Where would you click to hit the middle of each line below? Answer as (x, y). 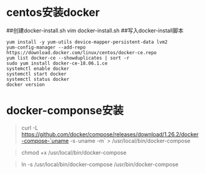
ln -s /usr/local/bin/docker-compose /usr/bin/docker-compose (100, 164)
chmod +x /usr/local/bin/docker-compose (74, 152)
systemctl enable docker (38, 68)
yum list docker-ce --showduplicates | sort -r (68, 58)
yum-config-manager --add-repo (46, 47)
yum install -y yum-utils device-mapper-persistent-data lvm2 (87, 42)
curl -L (30, 128)
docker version (26, 85)
